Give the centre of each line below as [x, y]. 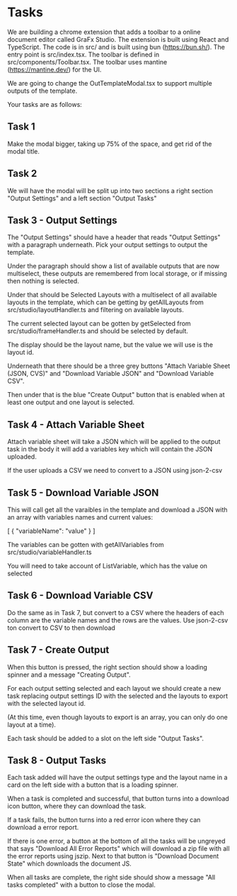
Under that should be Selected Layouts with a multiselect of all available [112, 295]
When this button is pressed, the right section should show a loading [107, 667]
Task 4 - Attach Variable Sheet [76, 424]
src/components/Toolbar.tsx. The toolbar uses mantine [87, 62]
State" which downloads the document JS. [70, 863]
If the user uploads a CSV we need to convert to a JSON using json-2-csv [115, 471]
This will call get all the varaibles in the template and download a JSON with [117, 510]
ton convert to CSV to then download [61, 628]
